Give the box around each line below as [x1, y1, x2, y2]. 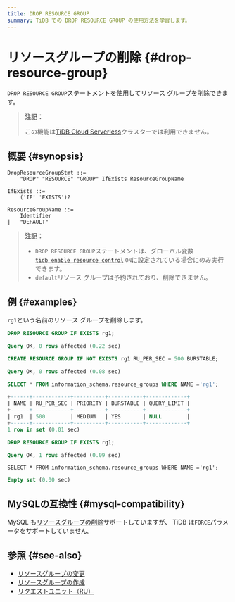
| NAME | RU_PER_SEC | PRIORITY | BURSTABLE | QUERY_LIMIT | [7, 400, 191, 407]
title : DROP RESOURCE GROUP [7, 10, 90, 18]
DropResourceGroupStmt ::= [7, 170, 87, 177]
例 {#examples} [7, 296, 77, 308]
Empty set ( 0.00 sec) [7, 477, 71, 484]
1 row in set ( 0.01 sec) [7, 426, 80, 433]
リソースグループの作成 [17, 578, 86, 587]
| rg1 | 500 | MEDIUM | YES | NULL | [7, 413, 191, 420]
